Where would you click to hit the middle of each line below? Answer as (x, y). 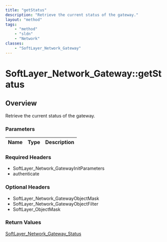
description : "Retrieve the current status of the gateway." (72, 15)
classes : (15, 44)
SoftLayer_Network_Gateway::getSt (83, 74)
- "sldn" (24, 34)
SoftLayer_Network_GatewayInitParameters (59, 168)
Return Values (23, 223)
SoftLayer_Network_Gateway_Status (43, 233)
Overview (21, 103)
